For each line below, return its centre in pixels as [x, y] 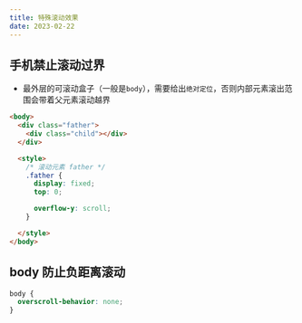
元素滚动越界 [86, 100]
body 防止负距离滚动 [68, 272]
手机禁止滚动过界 [57, 65]
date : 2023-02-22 [42, 26]
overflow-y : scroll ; [72, 209]
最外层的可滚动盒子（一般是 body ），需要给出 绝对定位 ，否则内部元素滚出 [154, 89]
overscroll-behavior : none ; [71, 302]
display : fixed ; [64, 184]
